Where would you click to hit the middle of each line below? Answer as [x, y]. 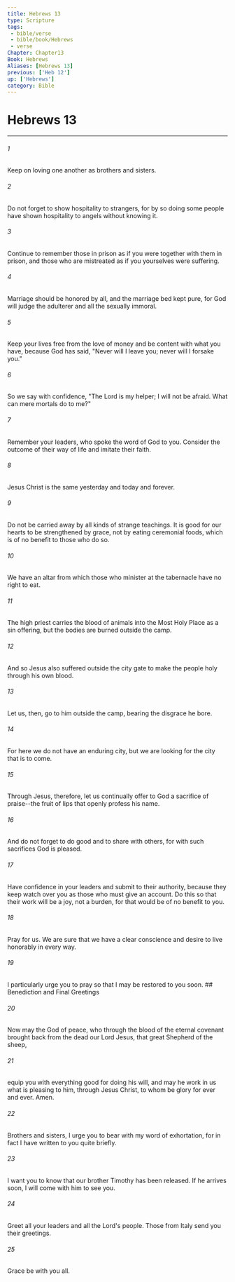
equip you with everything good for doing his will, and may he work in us [112, 1082]
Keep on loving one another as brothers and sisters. [82, 170]
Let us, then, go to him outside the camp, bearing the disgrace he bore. [110, 713]
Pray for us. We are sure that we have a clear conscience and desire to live [115, 939]
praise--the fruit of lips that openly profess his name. [84, 804]
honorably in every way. [42, 947]
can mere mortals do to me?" [49, 404]
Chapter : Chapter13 [36, 53]
